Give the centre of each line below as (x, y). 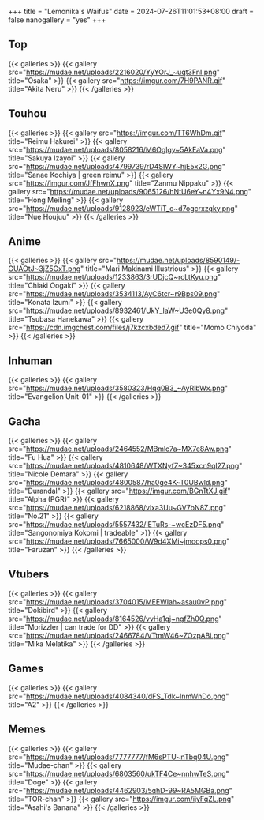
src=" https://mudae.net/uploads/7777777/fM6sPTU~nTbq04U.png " (119, 757)
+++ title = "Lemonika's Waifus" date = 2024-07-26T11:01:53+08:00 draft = (131, 11)
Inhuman (30, 361)
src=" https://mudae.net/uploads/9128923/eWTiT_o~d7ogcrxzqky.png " (123, 208)
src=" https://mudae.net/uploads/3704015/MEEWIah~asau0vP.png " (117, 602)
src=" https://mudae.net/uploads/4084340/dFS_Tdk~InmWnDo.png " (119, 696)
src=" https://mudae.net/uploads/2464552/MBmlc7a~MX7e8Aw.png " (120, 449)
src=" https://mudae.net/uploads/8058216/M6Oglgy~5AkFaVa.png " (117, 149)
